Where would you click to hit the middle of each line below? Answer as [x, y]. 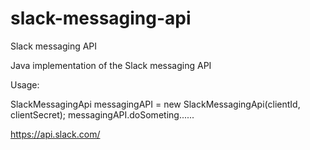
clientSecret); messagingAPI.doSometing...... [102, 114]
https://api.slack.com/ [55, 134]
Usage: [25, 84]
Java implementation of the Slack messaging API [111, 65]
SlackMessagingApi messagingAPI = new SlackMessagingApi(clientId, [155, 104]
